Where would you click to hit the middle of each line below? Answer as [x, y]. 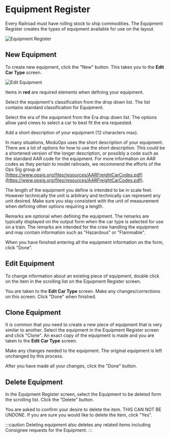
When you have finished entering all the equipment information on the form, [84, 242]
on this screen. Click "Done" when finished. [51, 297]
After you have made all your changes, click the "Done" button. [71, 366]
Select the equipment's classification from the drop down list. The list [78, 102]
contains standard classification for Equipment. [55, 107]
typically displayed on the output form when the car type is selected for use [84, 221]
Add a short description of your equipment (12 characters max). [72, 132]
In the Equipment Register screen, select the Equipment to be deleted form [83, 394]
